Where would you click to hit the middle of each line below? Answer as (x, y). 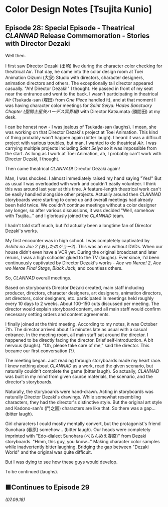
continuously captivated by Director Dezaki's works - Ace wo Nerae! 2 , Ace (83, 263)
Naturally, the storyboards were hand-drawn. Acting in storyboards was (79, 391)
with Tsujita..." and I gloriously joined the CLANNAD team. (65, 216)
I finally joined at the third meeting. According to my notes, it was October (81, 324)
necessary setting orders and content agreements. (58, 314)
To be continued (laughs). (32, 472)
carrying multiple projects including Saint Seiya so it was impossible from (81, 148)
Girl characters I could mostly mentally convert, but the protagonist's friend (83, 424)
